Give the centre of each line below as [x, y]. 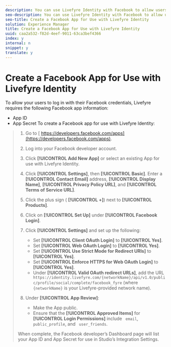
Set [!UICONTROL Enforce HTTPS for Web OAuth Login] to [96, 262]
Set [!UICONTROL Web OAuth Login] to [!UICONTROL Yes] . [96, 246]
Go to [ [33, 134]
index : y [15, 39]
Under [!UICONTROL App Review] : [62, 298]
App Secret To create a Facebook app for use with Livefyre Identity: [84, 123]
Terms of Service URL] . [50, 190]
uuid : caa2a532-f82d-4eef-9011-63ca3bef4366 [53, 34]
